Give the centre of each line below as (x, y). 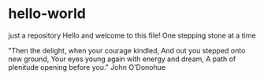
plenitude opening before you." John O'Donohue (87, 67)
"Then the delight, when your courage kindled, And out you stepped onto (127, 50)
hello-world (47, 14)
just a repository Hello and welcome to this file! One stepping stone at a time (132, 35)
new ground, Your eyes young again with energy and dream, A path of (122, 59)
